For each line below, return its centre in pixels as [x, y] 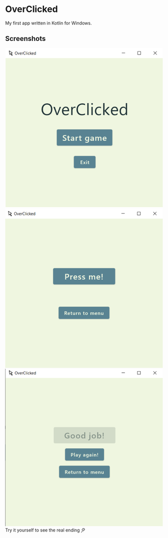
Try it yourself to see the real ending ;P [45, 530]
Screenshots [25, 39]
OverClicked [32, 9]
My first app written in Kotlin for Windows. [48, 23]
